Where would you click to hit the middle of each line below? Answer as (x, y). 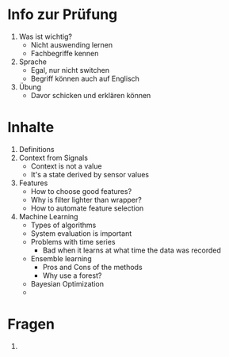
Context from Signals (53, 158)
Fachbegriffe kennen (65, 53)
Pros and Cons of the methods (93, 267)
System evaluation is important (81, 233)
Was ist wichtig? (46, 36)
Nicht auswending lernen (71, 44)
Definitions (36, 149)
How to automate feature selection (87, 208)
